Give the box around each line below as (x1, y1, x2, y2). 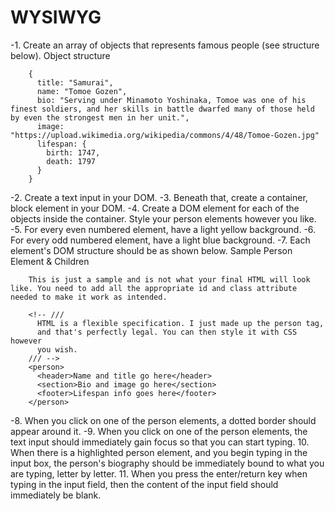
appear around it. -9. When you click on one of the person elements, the (10, 425, 308, 437)
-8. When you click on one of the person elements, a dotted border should (10, 414, 317, 426)
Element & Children (10, 255, 90, 267)
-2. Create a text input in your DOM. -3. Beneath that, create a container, (10, 191, 308, 203)
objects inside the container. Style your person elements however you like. (10, 212, 317, 225)
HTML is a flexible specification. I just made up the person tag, (36, 318, 325, 328)
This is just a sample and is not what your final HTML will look (28, 274, 311, 285)
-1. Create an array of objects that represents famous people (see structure (10, 39, 320, 51)
